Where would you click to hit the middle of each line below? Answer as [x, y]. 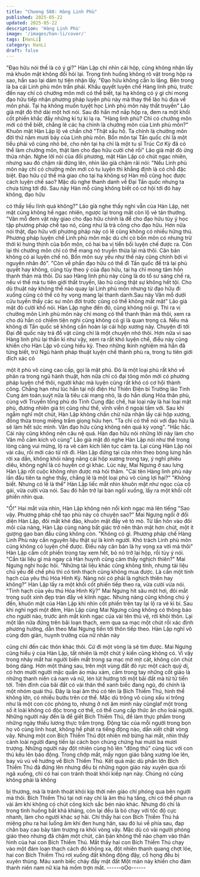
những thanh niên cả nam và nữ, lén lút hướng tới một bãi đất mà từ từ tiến [97, 678]
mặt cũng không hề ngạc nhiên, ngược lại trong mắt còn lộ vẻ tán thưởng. [96, 212]
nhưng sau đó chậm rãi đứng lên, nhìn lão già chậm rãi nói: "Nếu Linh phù [96, 162]
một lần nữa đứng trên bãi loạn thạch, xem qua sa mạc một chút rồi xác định [100, 622]
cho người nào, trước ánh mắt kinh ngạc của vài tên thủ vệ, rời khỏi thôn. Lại [99, 616]
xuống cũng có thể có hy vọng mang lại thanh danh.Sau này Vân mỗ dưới [96, 295]
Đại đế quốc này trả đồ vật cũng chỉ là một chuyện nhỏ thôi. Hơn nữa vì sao [99, 333]
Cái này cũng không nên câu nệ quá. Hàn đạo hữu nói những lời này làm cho [100, 433]
